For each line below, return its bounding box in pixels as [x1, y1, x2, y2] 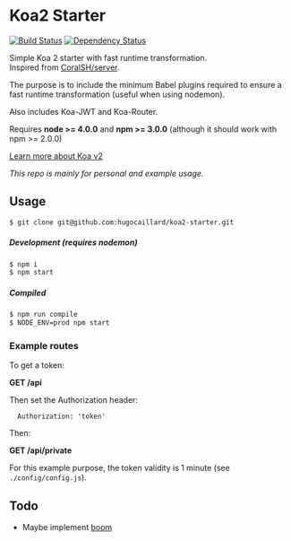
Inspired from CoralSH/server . [9, 62, 120, 73]
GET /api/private [9, 445, 73, 456]
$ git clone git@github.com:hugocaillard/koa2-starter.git [9, 217, 235, 227]
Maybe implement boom [21, 522, 113, 533]
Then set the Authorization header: [9, 395, 139, 406]
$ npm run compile [9, 310, 78, 319]
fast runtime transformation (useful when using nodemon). [9, 89, 226, 100]
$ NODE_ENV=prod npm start [9, 318, 110, 327]
